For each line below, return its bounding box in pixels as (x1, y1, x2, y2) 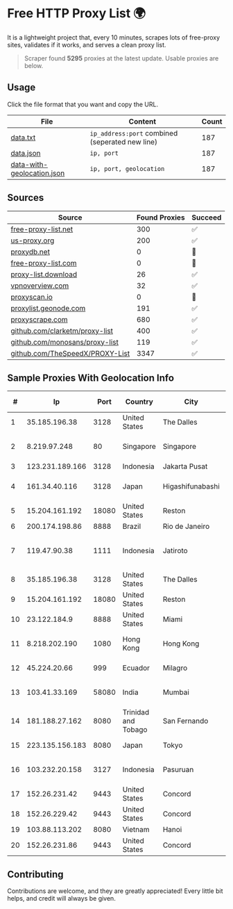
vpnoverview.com (10, 281, 69, 290)
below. (24, 61, 44, 69)
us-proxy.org (10, 236, 55, 245)
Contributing (7, 868, 64, 880)
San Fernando (162, 716, 209, 726)
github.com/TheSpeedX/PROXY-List (10, 348, 130, 358)
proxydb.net (10, 247, 51, 256)
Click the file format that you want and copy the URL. (7, 100, 158, 108)
